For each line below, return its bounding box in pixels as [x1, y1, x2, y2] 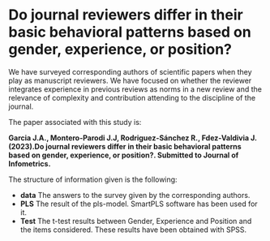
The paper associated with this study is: [8, 117, 142, 127]
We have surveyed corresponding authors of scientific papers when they [8, 67, 253, 76]
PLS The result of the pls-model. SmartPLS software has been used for [19, 199, 258, 209]
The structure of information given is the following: [8, 174, 178, 184]
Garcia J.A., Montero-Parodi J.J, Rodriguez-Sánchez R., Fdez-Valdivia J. [8, 132, 257, 143]
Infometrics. [8, 158, 51, 168]
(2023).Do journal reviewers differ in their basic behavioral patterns [8, 141, 242, 151]
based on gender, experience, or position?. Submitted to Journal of [8, 150, 239, 160]
